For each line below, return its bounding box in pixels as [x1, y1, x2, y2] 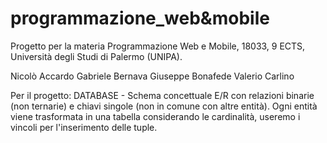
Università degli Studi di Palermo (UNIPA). [10, 50, 183, 62]
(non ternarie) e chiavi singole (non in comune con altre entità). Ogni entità [10, 100, 318, 112]
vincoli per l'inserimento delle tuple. [10, 121, 158, 133]
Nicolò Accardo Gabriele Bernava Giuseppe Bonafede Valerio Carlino [10, 70, 295, 82]
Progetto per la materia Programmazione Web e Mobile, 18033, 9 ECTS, [10, 40, 306, 52]
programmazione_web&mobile [10, 7, 270, 30]
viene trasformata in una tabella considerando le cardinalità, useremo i [10, 110, 301, 122]
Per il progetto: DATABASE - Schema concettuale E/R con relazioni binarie [10, 89, 315, 101]
